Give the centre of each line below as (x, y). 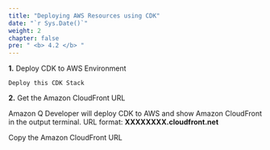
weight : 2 (25, 30)
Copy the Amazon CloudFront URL (65, 138)
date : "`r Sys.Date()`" (48, 23)
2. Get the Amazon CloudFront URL (67, 98)
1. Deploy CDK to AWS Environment (67, 68)
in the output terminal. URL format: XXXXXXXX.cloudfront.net (114, 122)
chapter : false (34, 38)
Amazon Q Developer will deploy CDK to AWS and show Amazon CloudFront (135, 114)
